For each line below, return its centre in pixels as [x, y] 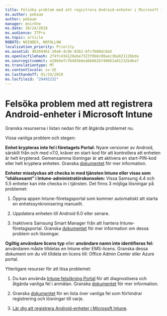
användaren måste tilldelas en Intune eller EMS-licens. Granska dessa [77, 248]
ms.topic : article [24, 38]
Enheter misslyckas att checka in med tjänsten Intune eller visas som [78, 173]
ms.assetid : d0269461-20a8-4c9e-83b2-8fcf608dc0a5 [59, 51]
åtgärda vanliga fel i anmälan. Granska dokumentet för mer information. [85, 284]
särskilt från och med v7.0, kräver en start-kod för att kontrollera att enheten [83, 153]
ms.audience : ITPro [25, 33]
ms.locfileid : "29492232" [32, 79]
